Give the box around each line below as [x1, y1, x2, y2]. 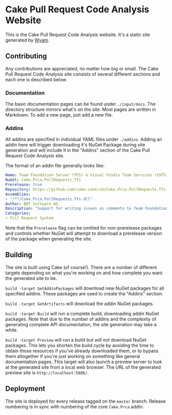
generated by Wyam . [5, 37, 50, 43]
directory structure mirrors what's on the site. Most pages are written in [5, 106, 156, 112]
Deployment [5, 384, 46, 393]
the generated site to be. [5, 275, 57, 281]
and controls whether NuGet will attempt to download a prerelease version [5, 230, 162, 237]
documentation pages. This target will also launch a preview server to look [5, 359, 162, 365]
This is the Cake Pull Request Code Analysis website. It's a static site [5, 31, 150, 37]
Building [5, 251, 32, 259]
